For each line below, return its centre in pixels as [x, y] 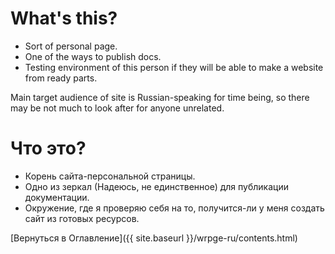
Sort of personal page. [71, 46]
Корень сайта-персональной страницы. [110, 176]
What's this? [64, 18]
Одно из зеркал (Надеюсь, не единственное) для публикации [156, 186]
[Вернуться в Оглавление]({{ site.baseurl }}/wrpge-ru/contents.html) [154, 238]
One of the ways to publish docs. [93, 56]
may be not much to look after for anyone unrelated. [117, 108]
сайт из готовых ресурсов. [82, 218]
